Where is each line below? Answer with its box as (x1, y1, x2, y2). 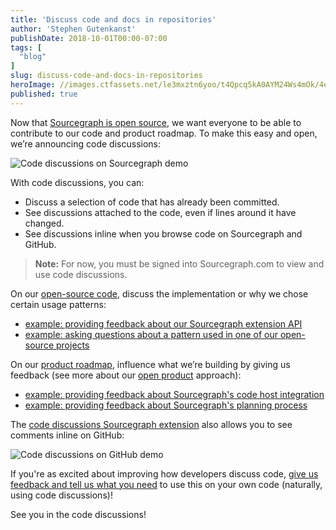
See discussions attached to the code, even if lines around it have (24, 206, 297, 218)
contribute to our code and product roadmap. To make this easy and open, (10, 127, 318, 139)
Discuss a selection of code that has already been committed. (24, 196, 280, 208)
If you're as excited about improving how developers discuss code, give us (10, 467, 319, 480)
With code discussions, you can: (10, 176, 145, 188)
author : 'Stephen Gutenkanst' (10, 24, 137, 34)
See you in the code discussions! (10, 508, 147, 520)
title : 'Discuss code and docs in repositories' (10, 14, 217, 25)
